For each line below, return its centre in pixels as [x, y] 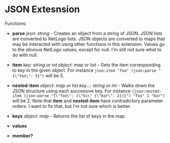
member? [23, 135]
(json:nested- [147, 91]
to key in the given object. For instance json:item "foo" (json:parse [84, 70]
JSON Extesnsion [42, 9]
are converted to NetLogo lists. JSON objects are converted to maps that [89, 39]
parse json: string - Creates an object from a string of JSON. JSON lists [87, 33]
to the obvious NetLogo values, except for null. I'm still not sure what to [87, 49]
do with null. [25, 55]
